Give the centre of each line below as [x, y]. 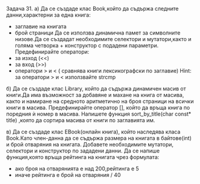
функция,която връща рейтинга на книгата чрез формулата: [83, 157]
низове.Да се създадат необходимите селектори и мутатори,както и [103, 39]
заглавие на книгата [41, 26]
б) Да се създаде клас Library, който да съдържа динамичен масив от [96, 88]
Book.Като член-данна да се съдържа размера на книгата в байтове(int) [99, 138]
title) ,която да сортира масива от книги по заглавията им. [81, 120]
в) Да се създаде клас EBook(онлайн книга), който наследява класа [93, 132]
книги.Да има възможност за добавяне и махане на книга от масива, [95, 95]
